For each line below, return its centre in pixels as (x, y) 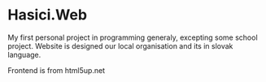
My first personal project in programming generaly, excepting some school (133, 37)
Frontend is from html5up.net (57, 70)
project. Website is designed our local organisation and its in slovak (120, 45)
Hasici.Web (47, 15)
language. (24, 54)
